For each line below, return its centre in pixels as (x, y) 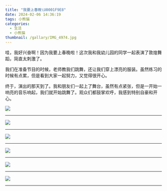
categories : (17, 24)
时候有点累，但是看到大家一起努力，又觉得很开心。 (57, 75)
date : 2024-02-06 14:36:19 (33, 14)
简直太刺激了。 (29, 58)
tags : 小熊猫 (17, 19)
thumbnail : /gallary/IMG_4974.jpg (41, 38)
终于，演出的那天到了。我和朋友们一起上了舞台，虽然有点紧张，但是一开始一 (83, 86)
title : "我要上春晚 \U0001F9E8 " (36, 10)
